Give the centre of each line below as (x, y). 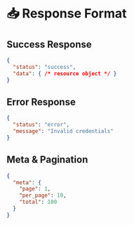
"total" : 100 (38, 202)
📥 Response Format (67, 14)
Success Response (49, 44)
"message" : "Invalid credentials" (63, 131)
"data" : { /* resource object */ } (65, 73)
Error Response (41, 102)
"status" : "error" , (41, 125)
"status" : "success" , (45, 67)
